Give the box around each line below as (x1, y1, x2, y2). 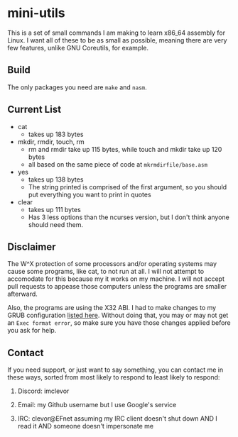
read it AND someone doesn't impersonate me (17, 422, 154, 431)
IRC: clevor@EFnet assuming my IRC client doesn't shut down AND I (17, 414, 218, 423)
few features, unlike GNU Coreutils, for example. (7, 43, 149, 52)
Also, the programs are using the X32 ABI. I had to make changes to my (7, 304, 217, 312)
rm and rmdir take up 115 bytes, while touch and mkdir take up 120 (28, 145, 222, 153)
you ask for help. (7, 326, 57, 335)
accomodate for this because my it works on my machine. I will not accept (7, 275, 225, 283)
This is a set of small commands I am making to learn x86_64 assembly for (7, 28, 226, 37)
